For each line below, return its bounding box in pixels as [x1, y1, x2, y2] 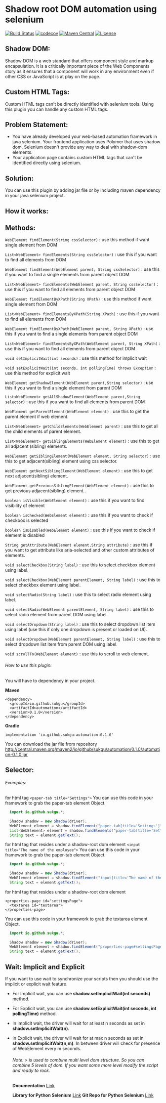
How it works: [5, 207, 48, 215]
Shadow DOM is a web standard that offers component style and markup [5, 58, 154, 64]
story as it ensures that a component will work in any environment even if [5, 68, 154, 74]
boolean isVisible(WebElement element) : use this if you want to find [5, 498, 145, 504]
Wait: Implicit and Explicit [5, 963, 85, 971]
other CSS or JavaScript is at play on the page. [5, 73, 100, 80]
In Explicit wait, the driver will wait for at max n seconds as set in [12, 1035, 144, 1041]
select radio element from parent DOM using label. [5, 612, 108, 618]
